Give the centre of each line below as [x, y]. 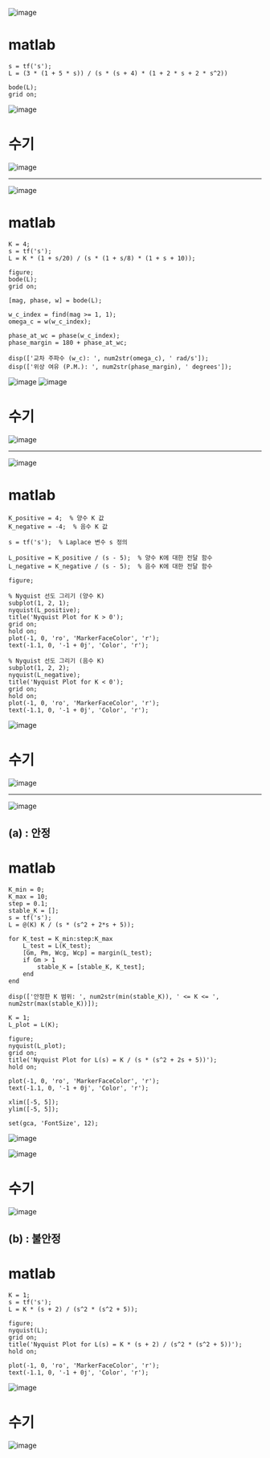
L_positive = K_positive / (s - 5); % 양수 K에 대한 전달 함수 [110, 558]
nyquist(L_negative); [45, 675]
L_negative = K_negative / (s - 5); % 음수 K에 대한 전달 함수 [110, 566]
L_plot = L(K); [34, 1025]
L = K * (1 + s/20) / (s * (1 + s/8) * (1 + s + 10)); [102, 258]
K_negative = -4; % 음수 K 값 [58, 527]
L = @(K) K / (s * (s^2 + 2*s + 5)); [72, 925]
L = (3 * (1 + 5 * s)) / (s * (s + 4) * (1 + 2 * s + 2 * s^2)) [118, 73]
